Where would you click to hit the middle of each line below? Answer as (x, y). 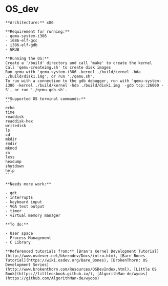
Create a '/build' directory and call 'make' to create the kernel (79, 63)
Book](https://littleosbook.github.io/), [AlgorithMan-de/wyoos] (76, 274)
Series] (41, 264)
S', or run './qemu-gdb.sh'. (36, 90)
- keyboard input (24, 202)
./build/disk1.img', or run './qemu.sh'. (50, 76)
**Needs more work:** (28, 184)
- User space (19, 233)
